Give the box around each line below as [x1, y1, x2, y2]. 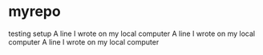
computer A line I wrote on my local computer [8, 37, 160, 46]
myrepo [8, 2, 62, 21]
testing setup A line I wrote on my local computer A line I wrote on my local [8, 29, 255, 38]
